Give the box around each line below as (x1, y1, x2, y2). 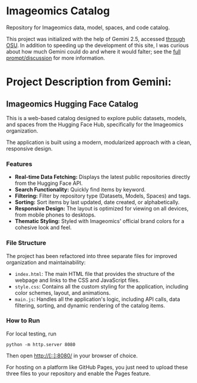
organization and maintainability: (6, 259, 86, 266)
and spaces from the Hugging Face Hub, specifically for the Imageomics (6, 121, 184, 128)
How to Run (6, 316, 40, 325)
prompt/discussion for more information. (6, 54, 106, 61)
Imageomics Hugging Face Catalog (6, 99, 138, 109)
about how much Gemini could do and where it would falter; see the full (6, 48, 181, 55)
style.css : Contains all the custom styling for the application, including (14, 282, 189, 290)
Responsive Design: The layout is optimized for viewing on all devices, (14, 205, 189, 212)
